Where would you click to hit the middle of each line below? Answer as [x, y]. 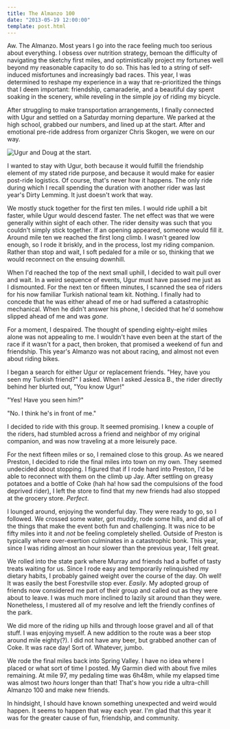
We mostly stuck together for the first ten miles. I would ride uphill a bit [107, 208]
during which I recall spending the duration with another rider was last [106, 188]
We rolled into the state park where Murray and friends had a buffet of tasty [114, 562]
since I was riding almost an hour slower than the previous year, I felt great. [113, 548]
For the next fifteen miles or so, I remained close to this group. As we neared [115, 454]
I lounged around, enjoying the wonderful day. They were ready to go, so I [112, 511]
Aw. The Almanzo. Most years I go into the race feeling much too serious [110, 46]
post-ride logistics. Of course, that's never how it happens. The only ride [110, 181]
